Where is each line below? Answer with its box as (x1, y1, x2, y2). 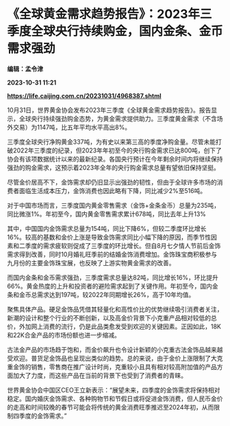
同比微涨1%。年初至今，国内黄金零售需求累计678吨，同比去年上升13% (7, 210, 207, 218)
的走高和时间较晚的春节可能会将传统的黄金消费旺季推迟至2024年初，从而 (7, 403, 214, 411)
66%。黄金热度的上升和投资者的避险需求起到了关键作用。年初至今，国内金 (7, 282, 219, 290)
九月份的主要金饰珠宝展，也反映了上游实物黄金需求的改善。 (7, 258, 175, 267)
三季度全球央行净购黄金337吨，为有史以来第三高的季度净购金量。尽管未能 (7, 137, 216, 146)
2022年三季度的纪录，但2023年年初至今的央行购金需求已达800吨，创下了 (12, 146, 222, 155)
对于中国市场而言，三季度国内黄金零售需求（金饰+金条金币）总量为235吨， (7, 201, 220, 210)
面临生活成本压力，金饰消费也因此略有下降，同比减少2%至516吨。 (18, 186, 207, 194)
